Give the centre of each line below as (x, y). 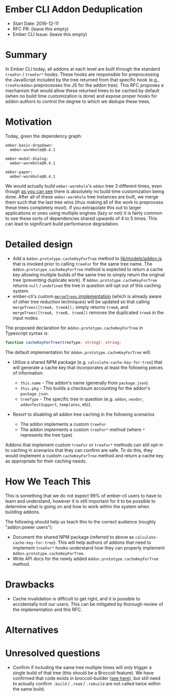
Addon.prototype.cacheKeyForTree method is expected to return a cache (88, 269)
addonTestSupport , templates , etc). (56, 404)
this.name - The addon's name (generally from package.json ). (85, 383)
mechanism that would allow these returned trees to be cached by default (82, 91)
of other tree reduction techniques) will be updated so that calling (81, 302)
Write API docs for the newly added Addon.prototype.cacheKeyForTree (86, 559)
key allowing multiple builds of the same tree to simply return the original (89, 274)
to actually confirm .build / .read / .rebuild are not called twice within (87, 683)
